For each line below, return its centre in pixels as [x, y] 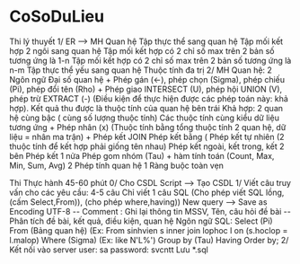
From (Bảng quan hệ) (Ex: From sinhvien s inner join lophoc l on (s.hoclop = [149, 230]
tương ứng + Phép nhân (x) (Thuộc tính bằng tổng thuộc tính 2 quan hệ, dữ [148, 127]
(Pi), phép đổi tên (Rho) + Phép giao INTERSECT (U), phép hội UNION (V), [146, 89]
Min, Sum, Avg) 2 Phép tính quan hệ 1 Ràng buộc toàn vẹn [117, 165]
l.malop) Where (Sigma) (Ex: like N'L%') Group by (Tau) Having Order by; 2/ [149, 240]
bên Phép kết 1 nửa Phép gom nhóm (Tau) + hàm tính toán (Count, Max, [142, 155]
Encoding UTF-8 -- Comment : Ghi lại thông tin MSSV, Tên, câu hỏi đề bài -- [150, 211]
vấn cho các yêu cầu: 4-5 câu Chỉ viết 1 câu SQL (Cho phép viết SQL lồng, [147, 192]
